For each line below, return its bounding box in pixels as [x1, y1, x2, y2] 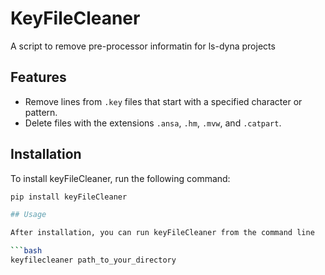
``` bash [10, 246, 43, 256]
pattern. [24, 106, 58, 118]
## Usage [10, 210, 47, 220]
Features [10, 69, 67, 86]
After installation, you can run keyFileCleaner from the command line [10, 228, 315, 238]
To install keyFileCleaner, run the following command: [10, 172, 231, 184]
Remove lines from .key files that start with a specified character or [24, 95, 303, 107]
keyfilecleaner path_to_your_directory [10, 255, 177, 266]
